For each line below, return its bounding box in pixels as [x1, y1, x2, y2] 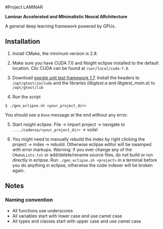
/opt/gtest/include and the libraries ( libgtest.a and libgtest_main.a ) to [12, 80, 156, 86]
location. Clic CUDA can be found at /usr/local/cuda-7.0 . [12, 65, 130, 71]
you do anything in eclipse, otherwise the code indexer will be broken [12, 162, 153, 168]
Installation [5, 37, 40, 46]
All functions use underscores [12, 207, 73, 213]
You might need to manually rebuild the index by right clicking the [12, 136, 145, 142]
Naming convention [5, 197, 53, 203]
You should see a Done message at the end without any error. [5, 112, 128, 117]
